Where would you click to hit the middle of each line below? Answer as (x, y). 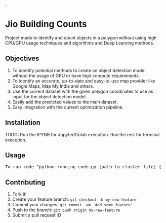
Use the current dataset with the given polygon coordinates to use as (83, 91)
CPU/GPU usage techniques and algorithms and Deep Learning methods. (80, 43)
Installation (23, 123)
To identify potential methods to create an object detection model (79, 70)
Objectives (22, 58)
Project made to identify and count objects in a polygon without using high (81, 37)
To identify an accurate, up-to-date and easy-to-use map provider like (84, 81)
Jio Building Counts (46, 24)
